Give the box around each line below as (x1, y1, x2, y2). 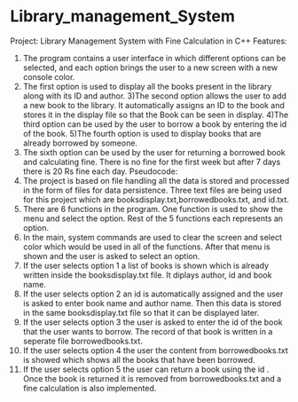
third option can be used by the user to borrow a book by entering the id (22, 118, 287, 130)
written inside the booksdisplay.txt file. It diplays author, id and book (22, 269, 272, 280)
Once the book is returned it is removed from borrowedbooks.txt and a (22, 373, 282, 383)
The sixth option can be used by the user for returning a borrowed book (22, 146, 286, 157)
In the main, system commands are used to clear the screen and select (22, 232, 283, 242)
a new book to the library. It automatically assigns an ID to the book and (22, 99, 285, 110)
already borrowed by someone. (22, 138, 138, 148)
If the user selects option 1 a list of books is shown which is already (22, 260, 270, 271)
